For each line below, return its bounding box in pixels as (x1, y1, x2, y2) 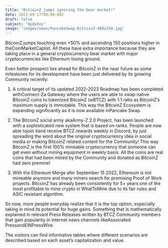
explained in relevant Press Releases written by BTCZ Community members (5, 212, 161, 218)
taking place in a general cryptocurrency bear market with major (5, 51, 138, 57)
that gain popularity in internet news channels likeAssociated (5, 217, 131, 223)
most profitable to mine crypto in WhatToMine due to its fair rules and (12, 186, 156, 192)
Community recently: (5, 76, 49, 82)
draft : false (5, 17, 33, 22)
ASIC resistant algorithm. (12, 191, 64, 197)
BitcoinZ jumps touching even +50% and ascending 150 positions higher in (5, 40, 160, 46)
